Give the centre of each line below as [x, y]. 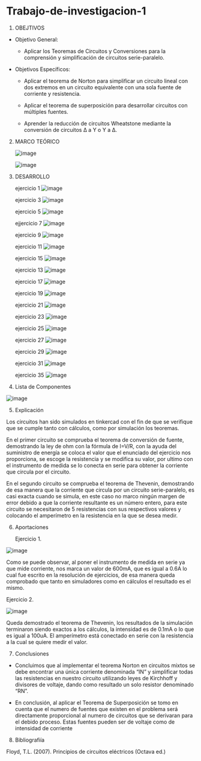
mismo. [15, 587]
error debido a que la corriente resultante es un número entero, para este [97, 503]
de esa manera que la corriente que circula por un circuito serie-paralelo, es [100, 490]
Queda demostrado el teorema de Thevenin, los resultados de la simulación [100, 622]
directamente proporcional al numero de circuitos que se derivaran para [104, 715]
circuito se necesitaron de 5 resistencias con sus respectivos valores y [94, 509]
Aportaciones [32, 527]
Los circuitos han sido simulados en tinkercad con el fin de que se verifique [100, 421]
